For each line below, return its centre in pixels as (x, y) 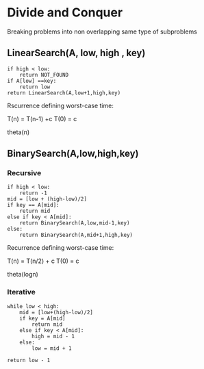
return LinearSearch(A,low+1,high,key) (64, 93)
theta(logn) (23, 275)
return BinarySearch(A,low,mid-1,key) (75, 223)
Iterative (22, 292)
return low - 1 (29, 360)
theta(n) (18, 132)
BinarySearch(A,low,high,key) (73, 154)
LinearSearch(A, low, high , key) (76, 53)
